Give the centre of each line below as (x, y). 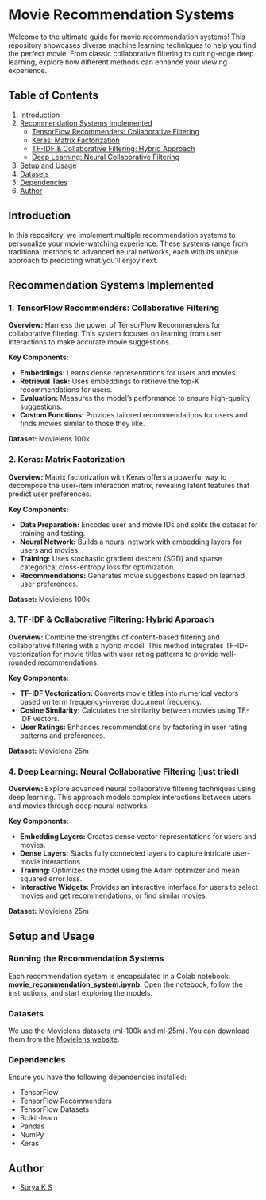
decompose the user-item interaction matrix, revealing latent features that (129, 485)
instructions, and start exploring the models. (81, 992)
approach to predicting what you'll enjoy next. (83, 260)
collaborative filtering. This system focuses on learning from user (115, 334)
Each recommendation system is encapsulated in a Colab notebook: (120, 976)
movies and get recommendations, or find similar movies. (114, 895)
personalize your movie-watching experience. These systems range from (128, 243)
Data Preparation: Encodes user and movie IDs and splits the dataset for (139, 524)
